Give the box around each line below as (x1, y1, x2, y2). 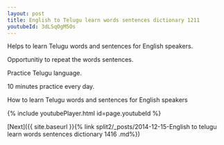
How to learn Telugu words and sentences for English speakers (7, 96, 189, 104)
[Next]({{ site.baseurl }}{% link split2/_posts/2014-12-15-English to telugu (7, 123, 217, 131)
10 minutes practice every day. (7, 83, 95, 91)
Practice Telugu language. (7, 69, 82, 77)
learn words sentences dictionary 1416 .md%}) (7, 130, 141, 139)
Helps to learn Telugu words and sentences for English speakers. (7, 42, 193, 51)
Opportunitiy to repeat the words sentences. (7, 56, 134, 64)
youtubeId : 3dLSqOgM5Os (7, 23, 76, 30)
